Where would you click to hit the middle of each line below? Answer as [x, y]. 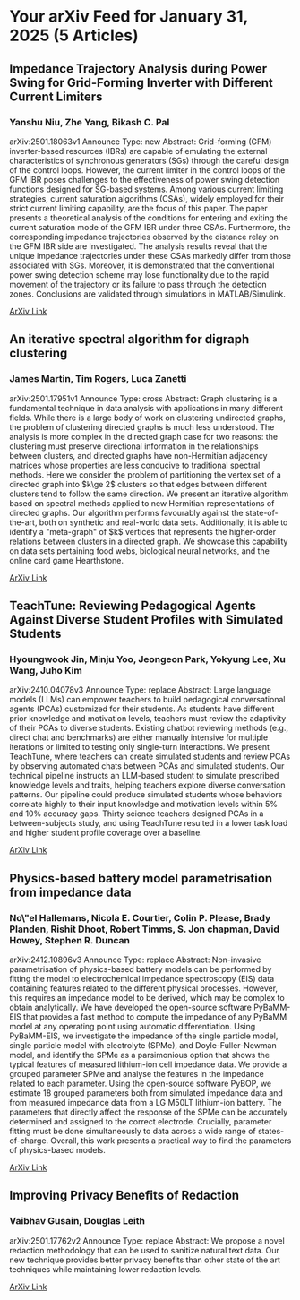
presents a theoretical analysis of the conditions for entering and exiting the [149, 218]
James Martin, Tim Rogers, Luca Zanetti [98, 379]
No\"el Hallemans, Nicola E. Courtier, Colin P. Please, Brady [140, 917]
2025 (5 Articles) [74, 35]
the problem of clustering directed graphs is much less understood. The [142, 426]
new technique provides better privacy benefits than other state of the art [145, 1260]
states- [271, 1131]
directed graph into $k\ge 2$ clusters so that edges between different [138, 484]
